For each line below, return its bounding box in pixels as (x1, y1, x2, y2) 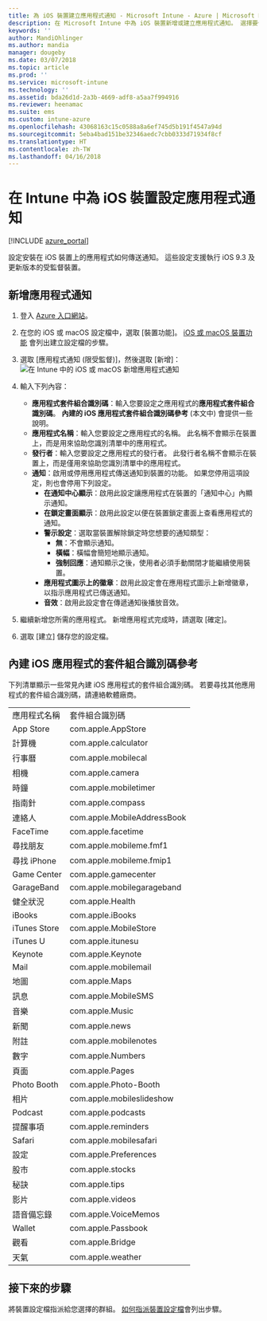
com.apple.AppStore (69, 723, 147, 734)
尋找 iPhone (12, 855, 57, 866)
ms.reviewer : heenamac (8, 100, 83, 108)
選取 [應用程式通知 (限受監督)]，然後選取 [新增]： (19, 355, 181, 364)
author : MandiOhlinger (8, 33, 83, 42)
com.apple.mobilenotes (69, 1035, 157, 1046)
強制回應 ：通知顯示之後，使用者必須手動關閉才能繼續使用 (55, 558, 244, 567)
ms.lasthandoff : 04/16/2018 (8, 152, 102, 160)
